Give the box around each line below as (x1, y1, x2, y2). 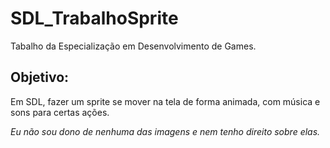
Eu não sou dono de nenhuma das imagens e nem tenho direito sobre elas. (10, 125, 321, 137)
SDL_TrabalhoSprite (10, 7, 179, 30)
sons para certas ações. (10, 106, 110, 118)
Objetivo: (10, 69, 70, 86)
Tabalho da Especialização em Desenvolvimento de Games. (10, 40, 257, 52)
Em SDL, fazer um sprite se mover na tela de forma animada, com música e (10, 95, 321, 107)
